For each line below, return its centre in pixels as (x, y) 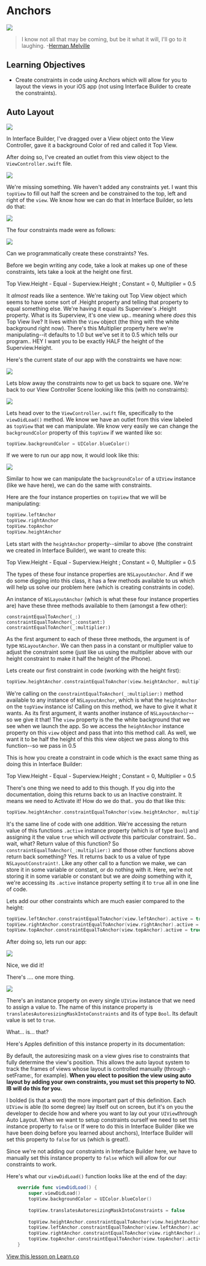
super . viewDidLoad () (55, 1194)
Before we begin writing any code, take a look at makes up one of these (97, 265)
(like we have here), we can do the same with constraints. (79, 485)
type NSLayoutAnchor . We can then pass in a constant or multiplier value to (100, 645)
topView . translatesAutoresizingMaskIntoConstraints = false (107, 1210)
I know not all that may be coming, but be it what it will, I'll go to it (104, 39)
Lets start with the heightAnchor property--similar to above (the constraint (100, 543)
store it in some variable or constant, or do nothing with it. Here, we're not (100, 869)
